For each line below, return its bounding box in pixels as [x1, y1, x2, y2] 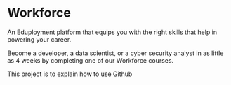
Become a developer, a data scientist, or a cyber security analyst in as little [7, 49, 224, 57]
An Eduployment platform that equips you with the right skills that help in [7, 28, 218, 36]
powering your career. [7, 35, 72, 43]
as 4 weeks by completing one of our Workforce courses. [7, 56, 174, 64]
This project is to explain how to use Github [7, 70, 133, 78]
